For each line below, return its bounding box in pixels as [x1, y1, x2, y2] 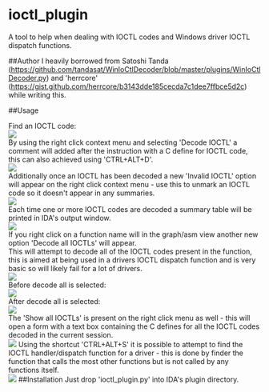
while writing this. [8, 90, 66, 99]
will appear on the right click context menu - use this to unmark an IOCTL [8, 179, 251, 189]
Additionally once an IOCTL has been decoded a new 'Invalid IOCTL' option [8, 170, 257, 181]
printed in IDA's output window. [8, 213, 111, 222]
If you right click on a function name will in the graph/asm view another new [8, 230, 259, 239]
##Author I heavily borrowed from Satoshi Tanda [8, 56, 170, 66]
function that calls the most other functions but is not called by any [8, 356, 230, 366]
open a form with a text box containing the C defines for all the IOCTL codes [8, 322, 260, 331]
